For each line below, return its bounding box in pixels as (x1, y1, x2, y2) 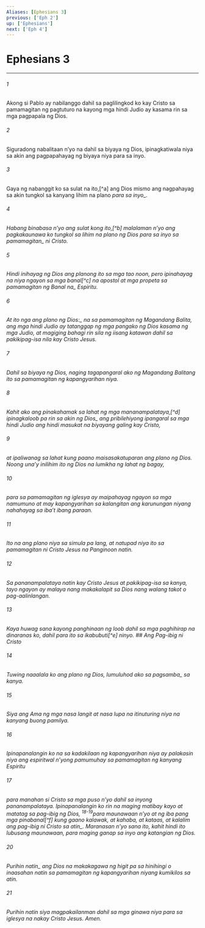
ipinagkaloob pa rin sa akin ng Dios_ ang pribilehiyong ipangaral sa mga (6, 414, 189, 422)
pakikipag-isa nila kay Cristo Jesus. (6, 336, 97, 343)
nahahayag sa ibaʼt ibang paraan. (6, 507, 93, 514)
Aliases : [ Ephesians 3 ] (6, 9, 67, 15)
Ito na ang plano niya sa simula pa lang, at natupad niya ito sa (6, 540, 165, 547)
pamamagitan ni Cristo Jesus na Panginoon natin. (6, 546, 133, 554)
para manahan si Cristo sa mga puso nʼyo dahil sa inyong (6, 796, 153, 803)
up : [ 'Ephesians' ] (6, 20, 53, 26)
